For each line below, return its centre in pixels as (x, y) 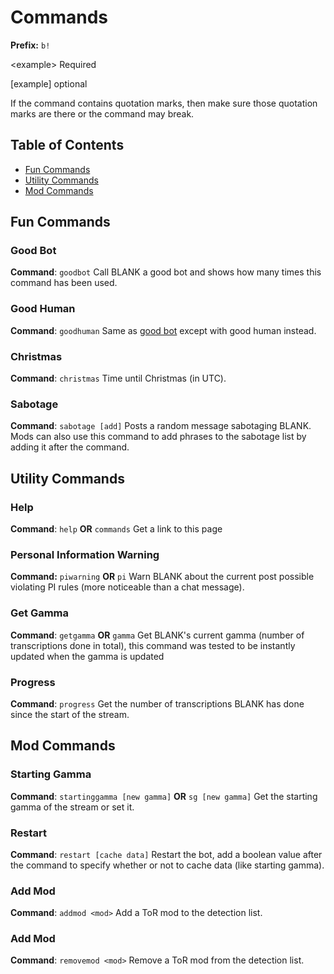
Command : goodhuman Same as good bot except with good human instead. (163, 330)
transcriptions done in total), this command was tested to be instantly (153, 645)
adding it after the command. (70, 447)
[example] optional (49, 83)
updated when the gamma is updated (87, 656)
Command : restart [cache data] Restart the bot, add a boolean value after (166, 854)
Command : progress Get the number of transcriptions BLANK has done (157, 703)
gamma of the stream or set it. (72, 807)
